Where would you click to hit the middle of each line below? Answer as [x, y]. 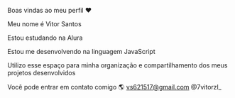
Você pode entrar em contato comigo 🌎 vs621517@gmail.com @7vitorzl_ [114, 87]
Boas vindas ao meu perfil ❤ [50, 10]
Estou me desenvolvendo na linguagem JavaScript [81, 51]
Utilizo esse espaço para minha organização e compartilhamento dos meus [117, 65]
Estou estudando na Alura [45, 38]
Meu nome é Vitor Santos [44, 24]
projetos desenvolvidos [42, 73]
